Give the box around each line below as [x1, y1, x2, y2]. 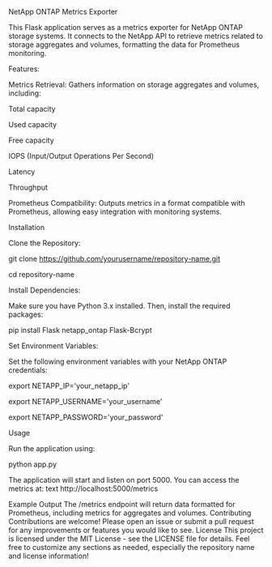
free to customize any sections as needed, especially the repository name [8, 543, 255, 552]
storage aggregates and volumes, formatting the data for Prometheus [8, 40, 240, 49]
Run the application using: [8, 444, 96, 453]
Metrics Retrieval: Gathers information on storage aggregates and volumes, [8, 80, 260, 89]
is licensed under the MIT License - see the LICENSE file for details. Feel [8, 534, 250, 544]
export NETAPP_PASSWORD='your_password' [8, 412, 164, 422]
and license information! [8, 551, 89, 561]
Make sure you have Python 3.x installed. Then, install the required [8, 301, 231, 310]
